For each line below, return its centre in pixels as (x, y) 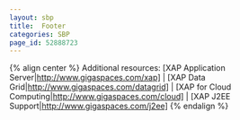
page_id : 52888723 (44, 43)
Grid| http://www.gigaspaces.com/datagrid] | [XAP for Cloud (120, 87)
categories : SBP (40, 34)
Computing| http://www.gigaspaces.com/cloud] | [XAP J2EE (120, 97)
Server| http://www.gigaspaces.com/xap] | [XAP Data (107, 78)
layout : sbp (31, 17)
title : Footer (38, 26)
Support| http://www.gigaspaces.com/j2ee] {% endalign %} (119, 106)
